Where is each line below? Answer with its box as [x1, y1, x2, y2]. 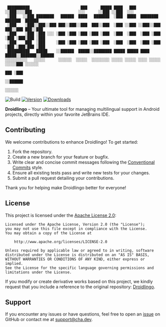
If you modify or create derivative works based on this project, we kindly [5, 278, 153, 284]
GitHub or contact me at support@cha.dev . [5, 317, 93, 323]
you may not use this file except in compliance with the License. [5, 226, 148, 231]
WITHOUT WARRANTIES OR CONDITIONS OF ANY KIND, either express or [5, 256, 145, 261]
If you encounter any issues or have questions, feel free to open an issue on [5, 311, 160, 317]
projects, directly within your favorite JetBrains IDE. [5, 111, 110, 117]
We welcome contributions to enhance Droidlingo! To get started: [5, 139, 138, 145]
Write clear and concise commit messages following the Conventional [12, 159, 155, 165]
